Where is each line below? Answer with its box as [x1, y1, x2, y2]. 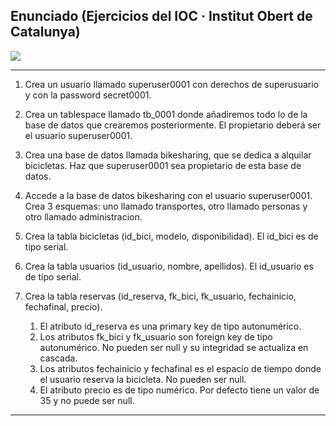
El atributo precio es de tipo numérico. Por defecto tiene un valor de [39, 384, 320, 396]
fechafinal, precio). [24, 300, 103, 313]
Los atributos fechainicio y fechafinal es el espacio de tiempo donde [39, 362, 322, 374]
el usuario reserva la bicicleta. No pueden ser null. [39, 373, 247, 385]
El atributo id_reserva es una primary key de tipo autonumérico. [39, 320, 302, 332]
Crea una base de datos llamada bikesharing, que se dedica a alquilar [24, 149, 312, 161]
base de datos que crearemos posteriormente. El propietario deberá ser [24, 119, 322, 131]
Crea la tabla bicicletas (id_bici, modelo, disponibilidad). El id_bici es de [24, 230, 319, 242]
